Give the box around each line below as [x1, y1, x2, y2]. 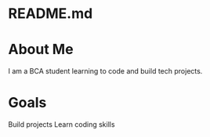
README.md [8, 5, 93, 23]
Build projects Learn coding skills [8, 120, 115, 129]
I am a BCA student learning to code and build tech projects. [8, 67, 203, 76]
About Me [8, 41, 74, 59]
